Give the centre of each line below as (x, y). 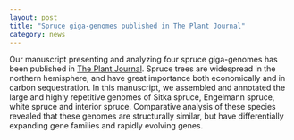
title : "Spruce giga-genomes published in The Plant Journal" (127, 26)
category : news (38, 34)
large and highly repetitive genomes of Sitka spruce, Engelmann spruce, (142, 97)
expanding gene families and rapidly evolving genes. (106, 126)
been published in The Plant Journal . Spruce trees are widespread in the (143, 69)
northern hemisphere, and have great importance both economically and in (147, 78)
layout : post (34, 17)
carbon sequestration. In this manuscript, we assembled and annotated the (147, 88)
